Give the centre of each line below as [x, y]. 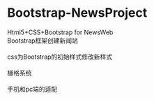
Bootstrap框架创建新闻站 [43, 41]
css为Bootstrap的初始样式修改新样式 [60, 57]
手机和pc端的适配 [32, 89]
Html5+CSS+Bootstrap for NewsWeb [60, 32]
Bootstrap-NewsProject [77, 13]
